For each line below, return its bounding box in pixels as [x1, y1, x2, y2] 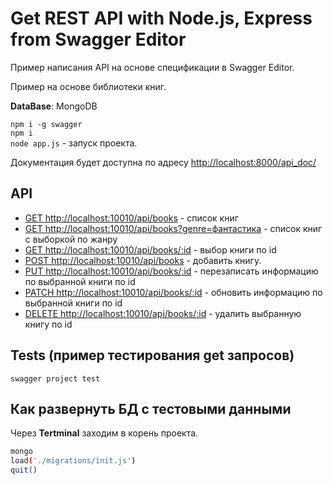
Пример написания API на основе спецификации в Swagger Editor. [10, 61, 295, 73]
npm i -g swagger [10, 119, 83, 129]
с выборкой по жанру [24, 233, 118, 245]
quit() [10, 465, 38, 476]
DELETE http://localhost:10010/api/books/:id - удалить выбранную [24, 307, 302, 319]
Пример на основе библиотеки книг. [10, 80, 167, 92]
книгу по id [24, 318, 73, 330]
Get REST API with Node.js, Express [10, 7, 313, 30]
